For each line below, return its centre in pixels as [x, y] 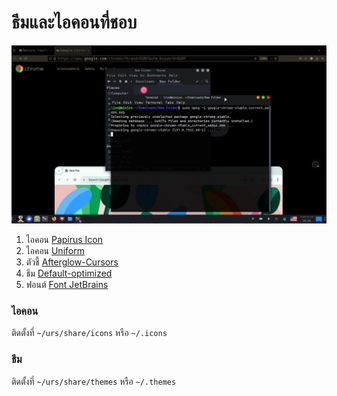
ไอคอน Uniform [55, 250]
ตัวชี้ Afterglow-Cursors [72, 262]
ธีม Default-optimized [69, 273]
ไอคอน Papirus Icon [64, 239]
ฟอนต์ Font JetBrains [67, 284]
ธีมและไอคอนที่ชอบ [74, 22]
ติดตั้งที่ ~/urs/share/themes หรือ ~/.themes [94, 381]
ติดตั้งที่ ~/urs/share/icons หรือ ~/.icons [89, 333]
